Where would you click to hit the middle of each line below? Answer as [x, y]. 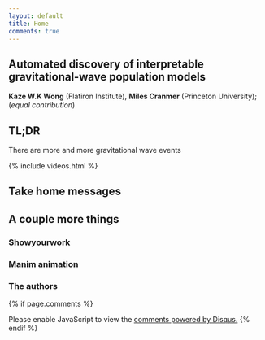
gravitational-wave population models [107, 77]
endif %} [23, 328]
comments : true [34, 31]
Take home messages [65, 192]
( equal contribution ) [42, 105]
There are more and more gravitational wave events [95, 150]
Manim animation [43, 264]
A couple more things [64, 219]
